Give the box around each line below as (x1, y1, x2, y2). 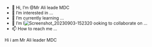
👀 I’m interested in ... (11, 10, 53, 16)
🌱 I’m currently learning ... (11, 15, 64, 21)
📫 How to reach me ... (11, 26, 57, 31)
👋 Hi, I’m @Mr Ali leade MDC (11, 5, 70, 10)
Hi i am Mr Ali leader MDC (4, 37, 57, 43)
